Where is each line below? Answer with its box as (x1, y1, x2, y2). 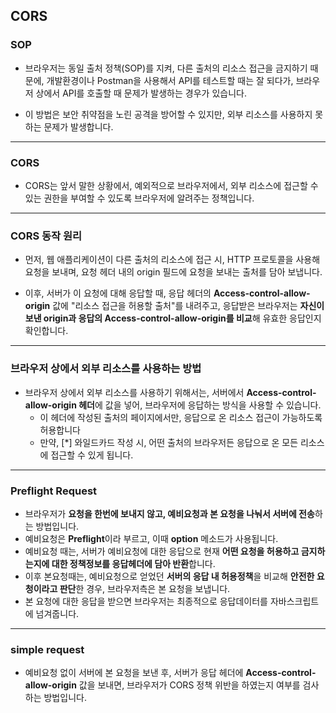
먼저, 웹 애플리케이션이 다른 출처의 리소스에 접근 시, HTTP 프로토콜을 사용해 (24, 254, 321, 266)
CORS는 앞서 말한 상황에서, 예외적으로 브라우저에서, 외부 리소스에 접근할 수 (24, 179, 319, 191)
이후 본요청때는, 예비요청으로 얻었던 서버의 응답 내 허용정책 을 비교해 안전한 (24, 570, 315, 582)
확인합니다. (24, 325, 69, 337)
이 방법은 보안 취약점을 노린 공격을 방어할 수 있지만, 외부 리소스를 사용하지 (24, 108, 313, 120)
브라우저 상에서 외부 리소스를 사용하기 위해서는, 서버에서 (24, 386, 245, 398)
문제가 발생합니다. (43, 120, 114, 133)
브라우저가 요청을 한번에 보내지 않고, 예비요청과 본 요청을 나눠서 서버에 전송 (24, 507, 315, 519)
